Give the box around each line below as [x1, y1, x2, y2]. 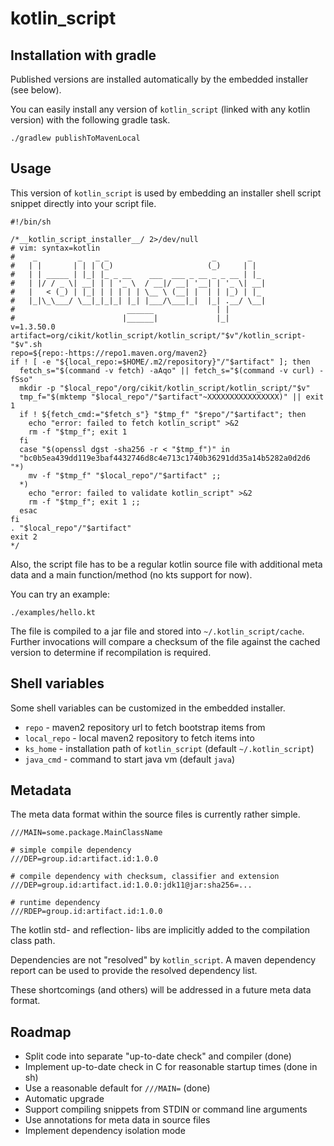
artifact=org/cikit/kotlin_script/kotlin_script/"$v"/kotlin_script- [10, 330, 307, 341]
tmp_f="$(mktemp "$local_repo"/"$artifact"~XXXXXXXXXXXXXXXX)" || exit [19, 392, 325, 402]
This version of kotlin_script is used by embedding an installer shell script [10, 187, 322, 199]
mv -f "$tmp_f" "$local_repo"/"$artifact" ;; [28, 470, 222, 481]
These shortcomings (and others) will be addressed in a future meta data [10, 984, 312, 996]
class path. [10, 935, 56, 947]
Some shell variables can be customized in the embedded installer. [10, 702, 286, 714]
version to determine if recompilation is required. [10, 646, 212, 658]
